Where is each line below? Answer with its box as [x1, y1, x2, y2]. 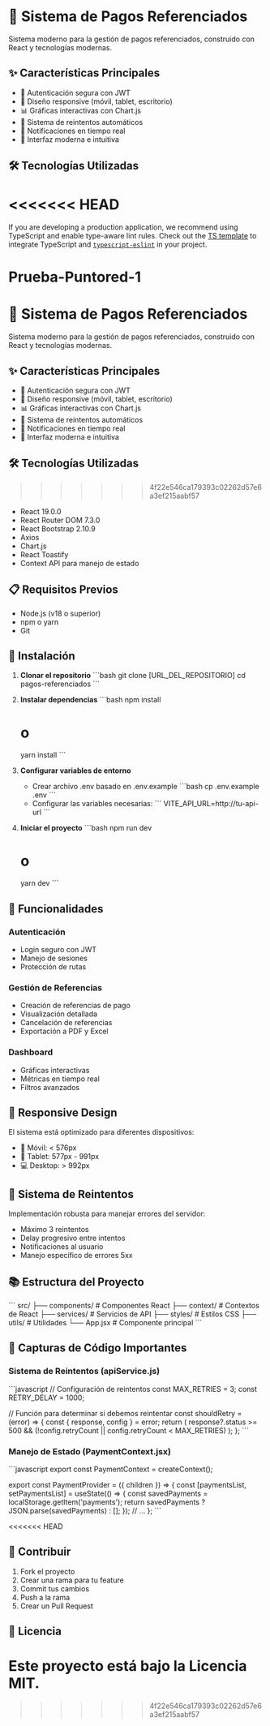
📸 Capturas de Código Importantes [8, 1342, 187, 1355]
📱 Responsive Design [8, 1106, 118, 1119]
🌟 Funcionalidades [8, 902, 104, 916]
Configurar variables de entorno [19, 766, 131, 775]
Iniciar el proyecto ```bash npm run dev [19, 823, 152, 833]
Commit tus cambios [19, 1583, 90, 1593]
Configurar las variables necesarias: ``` [32, 799, 162, 809]
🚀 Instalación [8, 649, 75, 663]
